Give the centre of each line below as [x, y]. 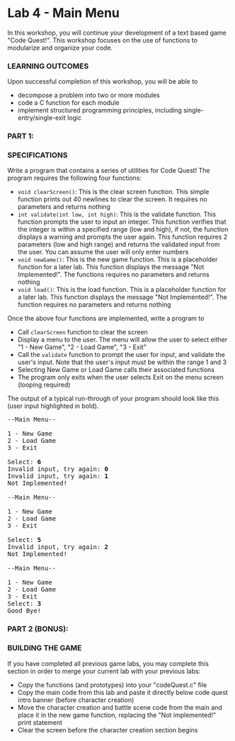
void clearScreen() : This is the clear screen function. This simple [113, 192]
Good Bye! [24, 611]
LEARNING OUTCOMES [48, 66]
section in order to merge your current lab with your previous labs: [104, 671]
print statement [40, 722]
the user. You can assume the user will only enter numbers [103, 252]
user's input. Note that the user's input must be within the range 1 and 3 [122, 362]
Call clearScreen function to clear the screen [83, 332]
